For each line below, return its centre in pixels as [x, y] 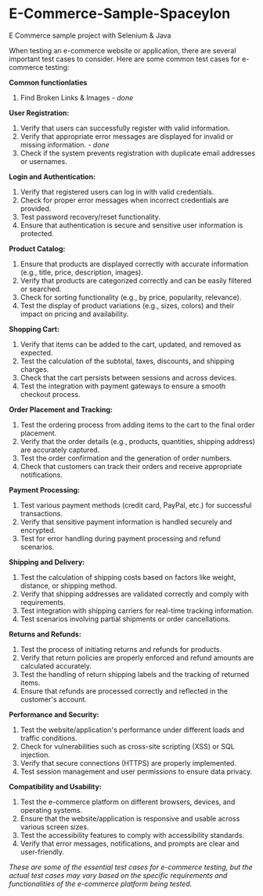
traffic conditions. [49, 738]
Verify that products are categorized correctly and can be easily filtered [136, 280]
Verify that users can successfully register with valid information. [125, 128]
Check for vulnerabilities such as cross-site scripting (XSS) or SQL [128, 746]
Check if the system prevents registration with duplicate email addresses [138, 153]
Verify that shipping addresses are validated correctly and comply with [134, 594]
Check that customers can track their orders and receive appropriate [131, 466]
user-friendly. [42, 851]
